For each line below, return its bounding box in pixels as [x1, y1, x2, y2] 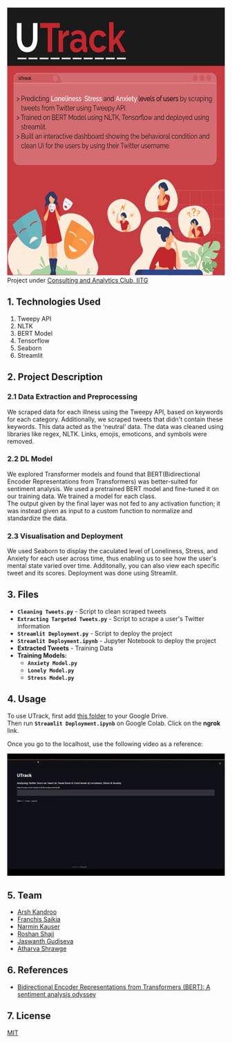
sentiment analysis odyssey [17, 990, 97, 998]
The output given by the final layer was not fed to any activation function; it [7, 499, 221, 508]
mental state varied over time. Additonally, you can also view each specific [7, 562, 220, 570]
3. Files [7, 589, 39, 601]
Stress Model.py [27, 674, 75, 681]
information [17, 622, 50, 630]
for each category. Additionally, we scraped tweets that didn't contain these [7, 415, 223, 423]
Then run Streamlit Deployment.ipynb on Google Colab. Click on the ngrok [7, 719, 221, 727]
